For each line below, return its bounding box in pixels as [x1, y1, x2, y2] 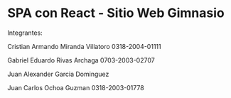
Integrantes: [7, 28, 43, 37]
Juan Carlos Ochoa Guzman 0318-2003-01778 [7, 83, 144, 92]
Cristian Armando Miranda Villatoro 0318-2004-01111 [7, 42, 161, 50]
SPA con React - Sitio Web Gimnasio [7, 5, 225, 21]
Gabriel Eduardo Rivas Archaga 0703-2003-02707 [7, 55, 155, 65]
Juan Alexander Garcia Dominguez [7, 70, 109, 78]
